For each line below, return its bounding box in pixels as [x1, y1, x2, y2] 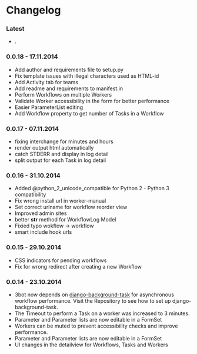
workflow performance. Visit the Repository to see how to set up [14, 297, 172, 304]
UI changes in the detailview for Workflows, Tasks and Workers [14, 341, 169, 348]
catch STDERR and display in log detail [14, 151, 109, 158]
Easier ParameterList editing [14, 104, 84, 111]
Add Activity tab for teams [14, 78, 78, 85]
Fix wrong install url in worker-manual [14, 197, 106, 204]
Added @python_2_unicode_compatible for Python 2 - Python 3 [14, 185, 169, 192]
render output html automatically [14, 144, 94, 151]
